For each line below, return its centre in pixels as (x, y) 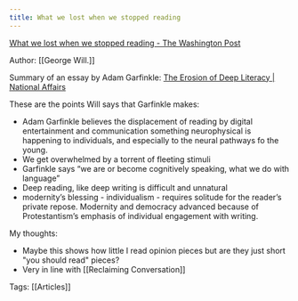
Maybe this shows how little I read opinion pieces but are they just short (154, 250)
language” (41, 178)
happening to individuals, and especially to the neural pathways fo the (150, 140)
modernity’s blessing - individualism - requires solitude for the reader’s (152, 197)
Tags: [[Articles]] (40, 287)
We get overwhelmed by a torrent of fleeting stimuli (116, 159)
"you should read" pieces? (71, 260)
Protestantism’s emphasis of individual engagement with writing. (140, 216)
